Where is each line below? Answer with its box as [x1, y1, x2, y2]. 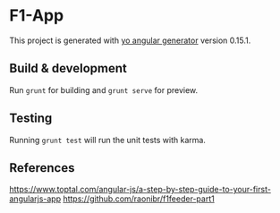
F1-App [9, 5, 64, 26]
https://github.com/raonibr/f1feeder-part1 [62, 193, 215, 204]
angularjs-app [9, 193, 61, 204]
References [9, 160, 75, 175]
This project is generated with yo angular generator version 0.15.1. [9, 35, 251, 46]
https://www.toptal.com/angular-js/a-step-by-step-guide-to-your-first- [9, 184, 271, 195]
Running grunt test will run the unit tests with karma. [9, 134, 206, 145]
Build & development [9, 61, 127, 76]
